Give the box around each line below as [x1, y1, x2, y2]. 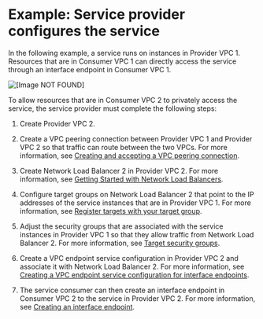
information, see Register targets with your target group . [19, 206, 202, 215]
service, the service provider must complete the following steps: [8, 104, 217, 113]
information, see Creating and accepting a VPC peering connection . [19, 151, 240, 160]
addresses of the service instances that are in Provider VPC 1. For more [19, 198, 252, 207]
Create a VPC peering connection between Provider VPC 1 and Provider [19, 134, 253, 143]
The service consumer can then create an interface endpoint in [19, 285, 225, 295]
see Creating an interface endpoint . [19, 302, 135, 311]
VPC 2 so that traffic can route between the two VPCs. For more [19, 142, 228, 152]
